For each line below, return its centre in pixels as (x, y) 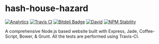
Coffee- (147, 31)
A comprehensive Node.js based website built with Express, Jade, (72, 31)
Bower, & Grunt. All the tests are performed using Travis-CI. (79, 36)
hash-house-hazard (47, 8)
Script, (12, 36)
